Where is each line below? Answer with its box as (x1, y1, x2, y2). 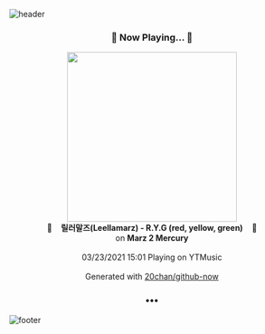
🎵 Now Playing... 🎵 (110, 31, 194, 43)
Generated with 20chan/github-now (85, 272, 219, 282)
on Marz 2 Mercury (115, 233, 189, 243)
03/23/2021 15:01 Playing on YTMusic (81, 252, 222, 262)
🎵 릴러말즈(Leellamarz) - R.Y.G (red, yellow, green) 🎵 (46, 223, 258, 234)
